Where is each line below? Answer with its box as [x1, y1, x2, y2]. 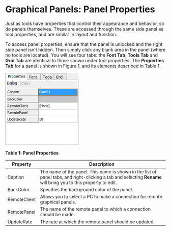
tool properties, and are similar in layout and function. [5, 31, 118, 37]
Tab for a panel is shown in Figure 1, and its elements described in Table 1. [5, 63, 161, 69]
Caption [7, 174, 24, 180]
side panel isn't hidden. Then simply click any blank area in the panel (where [5, 46, 166, 53]
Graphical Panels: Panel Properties [5, 4, 155, 15]
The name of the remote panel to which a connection [40, 206, 151, 212]
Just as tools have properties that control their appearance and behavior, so [5, 20, 164, 27]
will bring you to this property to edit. [40, 179, 117, 186]
